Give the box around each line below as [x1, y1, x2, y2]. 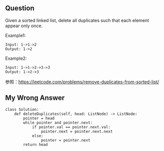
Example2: [5, 55, 27, 61]
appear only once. [5, 23, 43, 29]
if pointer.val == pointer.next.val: [31, 124, 111, 129]
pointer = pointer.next [40, 137, 91, 142]
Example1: [5, 32, 26, 38]
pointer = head [23, 115, 55, 121]
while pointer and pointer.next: [23, 120, 93, 125]
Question [5, 4, 34, 13]
